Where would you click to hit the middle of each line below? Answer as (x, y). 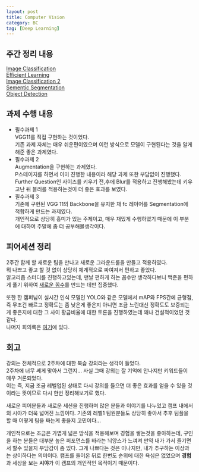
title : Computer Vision (36, 17)
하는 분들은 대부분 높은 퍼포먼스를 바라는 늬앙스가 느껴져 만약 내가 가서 (94, 440)
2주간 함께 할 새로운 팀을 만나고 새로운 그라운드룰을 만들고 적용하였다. (87, 262)
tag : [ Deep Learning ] (33, 28)
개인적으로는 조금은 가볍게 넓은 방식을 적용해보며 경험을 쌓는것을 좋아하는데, (94, 433)
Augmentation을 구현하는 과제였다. (56, 167)
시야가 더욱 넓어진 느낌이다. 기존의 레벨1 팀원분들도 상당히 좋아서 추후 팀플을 (100, 413)
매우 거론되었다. (25, 378)
